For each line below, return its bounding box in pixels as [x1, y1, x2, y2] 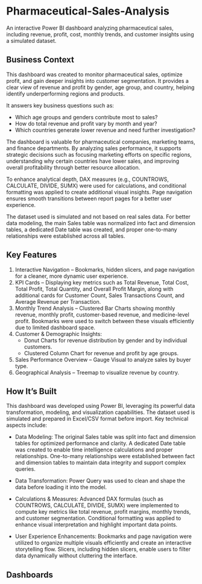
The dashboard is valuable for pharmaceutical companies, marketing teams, [6, 138, 196, 145]
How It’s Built [6, 386, 57, 396]
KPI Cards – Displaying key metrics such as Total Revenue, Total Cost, [14, 278, 189, 286]
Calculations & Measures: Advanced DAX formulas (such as [14, 495, 164, 503]
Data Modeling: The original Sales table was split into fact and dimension [14, 433, 196, 441]
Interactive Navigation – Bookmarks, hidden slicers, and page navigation [14, 266, 195, 273]
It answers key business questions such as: [6, 102, 115, 109]
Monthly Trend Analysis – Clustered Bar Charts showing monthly [14, 304, 175, 312]
